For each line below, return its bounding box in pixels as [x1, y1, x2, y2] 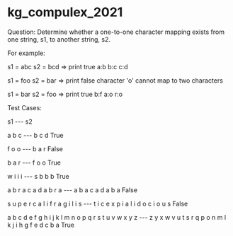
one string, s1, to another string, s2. [7, 35, 111, 43]
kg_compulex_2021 [7, 4, 123, 20]
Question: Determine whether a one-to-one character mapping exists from [7, 28, 225, 36]
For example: [7, 49, 46, 57]
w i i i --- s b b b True [7, 172, 69, 180]
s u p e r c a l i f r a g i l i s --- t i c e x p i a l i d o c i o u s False [7, 199, 188, 208]
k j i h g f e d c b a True [7, 220, 74, 229]
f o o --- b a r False [7, 144, 64, 153]
